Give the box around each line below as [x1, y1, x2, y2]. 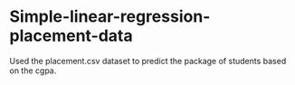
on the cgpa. [9, 65, 57, 76]
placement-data [9, 25, 133, 46]
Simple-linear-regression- [9, 6, 211, 27]
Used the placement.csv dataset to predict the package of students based [9, 55, 287, 66]
